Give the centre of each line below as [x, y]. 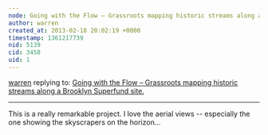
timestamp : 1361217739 [46, 38]
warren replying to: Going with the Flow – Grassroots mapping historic [123, 82]
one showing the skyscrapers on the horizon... [85, 122]
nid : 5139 [25, 45]
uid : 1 [19, 60]
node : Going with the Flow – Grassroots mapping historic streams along [132, 15]
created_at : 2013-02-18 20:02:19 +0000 [75, 30]
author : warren [33, 23]
